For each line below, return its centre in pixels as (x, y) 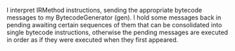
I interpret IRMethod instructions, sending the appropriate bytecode (104, 10)
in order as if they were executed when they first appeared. (93, 40)
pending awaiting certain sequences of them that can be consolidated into (114, 25)
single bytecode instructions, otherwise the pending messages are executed (118, 32)
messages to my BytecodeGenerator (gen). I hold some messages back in (114, 17)
